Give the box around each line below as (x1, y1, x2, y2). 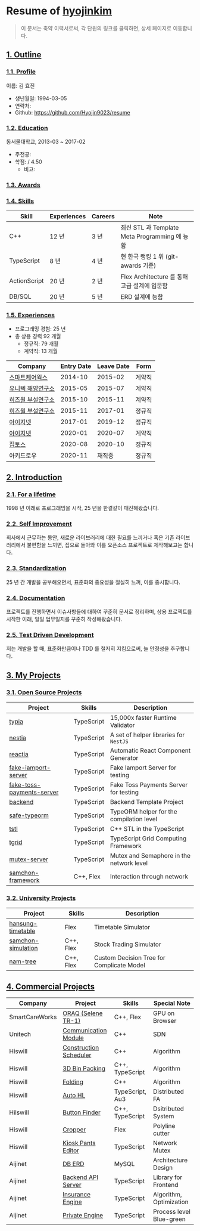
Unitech (9, 1030, 32, 1038)
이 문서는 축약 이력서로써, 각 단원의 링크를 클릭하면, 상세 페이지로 (20, 24, 171, 32)
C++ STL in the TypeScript (110, 825, 185, 833)
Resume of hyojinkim (6, 4, 112, 18)
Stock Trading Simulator (94, 941, 162, 949)
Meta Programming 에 (120, 233, 182, 241)
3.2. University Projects (6, 893, 76, 902)
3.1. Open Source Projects (6, 688, 82, 696)
